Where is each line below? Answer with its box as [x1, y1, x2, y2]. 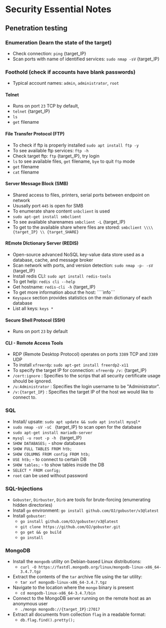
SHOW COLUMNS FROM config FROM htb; [12, 451, 90, 457]
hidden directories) [12, 502, 53, 508]
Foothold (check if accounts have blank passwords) [5, 68, 136, 76]
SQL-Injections [5, 485, 43, 492]
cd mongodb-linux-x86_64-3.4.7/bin [20, 591, 95, 596]
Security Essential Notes [5, 4, 112, 15]
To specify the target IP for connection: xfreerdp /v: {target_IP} [12, 367, 147, 373]
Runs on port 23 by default [12, 328, 68, 334]
